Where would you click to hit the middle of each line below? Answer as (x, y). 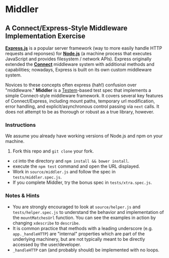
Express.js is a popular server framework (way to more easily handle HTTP (84, 48)
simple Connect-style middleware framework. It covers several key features (84, 96)
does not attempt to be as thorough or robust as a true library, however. (80, 112)
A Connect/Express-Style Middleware (66, 28)
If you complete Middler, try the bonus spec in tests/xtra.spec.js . (82, 182)
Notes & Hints (22, 196)
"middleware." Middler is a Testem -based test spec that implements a (78, 90)
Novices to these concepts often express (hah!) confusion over (71, 85)
